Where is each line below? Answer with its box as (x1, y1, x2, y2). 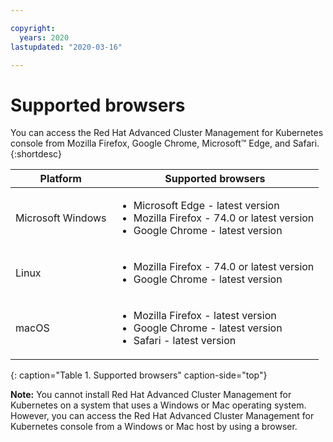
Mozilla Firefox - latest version (133, 309, 277, 323)
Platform (39, 172, 82, 186)
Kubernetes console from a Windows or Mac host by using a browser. (10, 421, 298, 433)
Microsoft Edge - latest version (133, 199, 280, 213)
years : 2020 (19, 32, 70, 43)
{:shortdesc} (10, 148, 62, 160)
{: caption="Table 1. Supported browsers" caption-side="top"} (10, 369, 268, 381)
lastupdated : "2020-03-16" (10, 42, 123, 52)
